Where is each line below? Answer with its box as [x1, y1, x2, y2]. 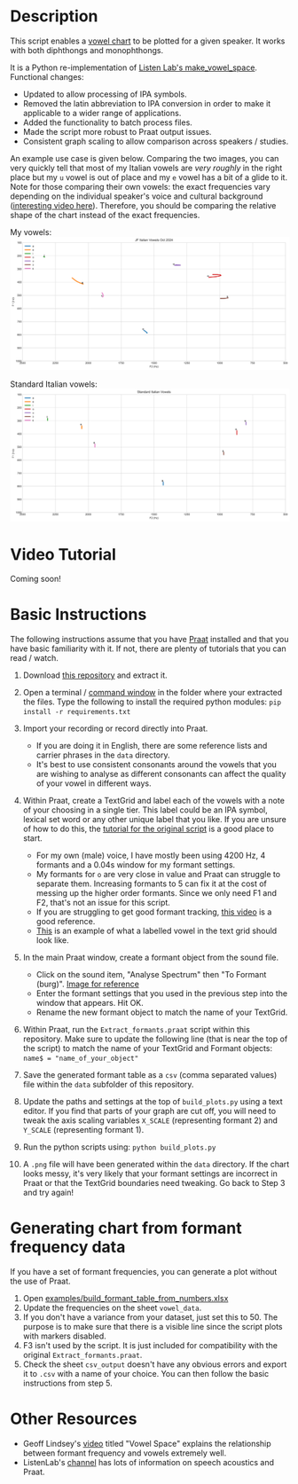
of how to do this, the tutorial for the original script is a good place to [22, 823, 274, 835]
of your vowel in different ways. [35, 778, 152, 789]
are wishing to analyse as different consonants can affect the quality [35, 769, 286, 780]
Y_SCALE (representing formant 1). [22, 1125, 145, 1135]
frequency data [10, 1237, 126, 1257]
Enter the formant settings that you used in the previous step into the [35, 988, 287, 999]
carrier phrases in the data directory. [35, 750, 171, 760]
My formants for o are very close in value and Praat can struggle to [35, 869, 281, 880]
